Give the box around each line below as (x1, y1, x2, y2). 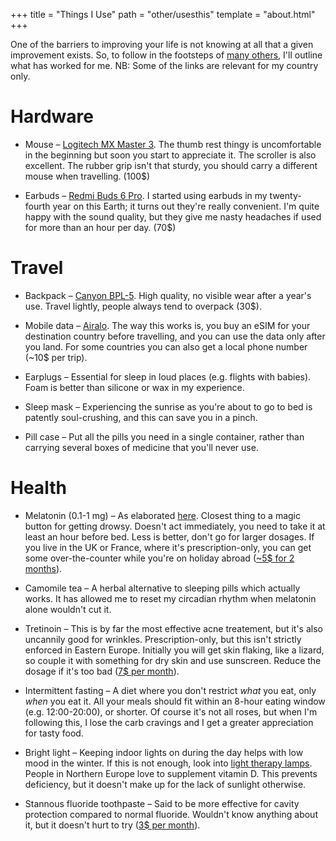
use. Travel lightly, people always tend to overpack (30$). (24, 300, 262, 312)
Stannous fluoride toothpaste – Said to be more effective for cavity (24, 797, 300, 809)
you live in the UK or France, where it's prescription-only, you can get (24, 541, 312, 553)
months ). (24, 562, 63, 574)
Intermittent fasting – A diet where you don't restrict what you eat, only (24, 684, 317, 696)
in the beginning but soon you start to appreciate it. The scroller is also (24, 149, 317, 161)
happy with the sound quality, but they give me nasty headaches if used (24, 210, 322, 223)
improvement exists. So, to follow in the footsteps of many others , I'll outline (10, 49, 323, 61)
